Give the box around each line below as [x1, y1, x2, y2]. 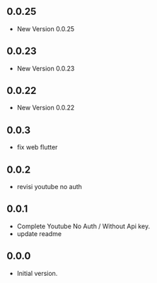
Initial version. [16, 269, 58, 277]
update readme [16, 229, 62, 237]
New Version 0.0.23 [16, 64, 75, 73]
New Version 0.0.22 [16, 103, 75, 112]
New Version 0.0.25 [16, 24, 75, 33]
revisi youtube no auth [16, 183, 83, 191]
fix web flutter [16, 143, 58, 151]
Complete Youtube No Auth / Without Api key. [16, 222, 150, 230]
